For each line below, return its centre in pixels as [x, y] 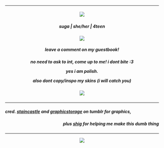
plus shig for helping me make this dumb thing [111, 124]
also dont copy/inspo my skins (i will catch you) [82, 81]
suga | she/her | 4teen [82, 26]
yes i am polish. [82, 71]
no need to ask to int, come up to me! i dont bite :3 [82, 62]
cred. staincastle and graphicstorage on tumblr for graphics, [68, 111]
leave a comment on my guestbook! [82, 49]
